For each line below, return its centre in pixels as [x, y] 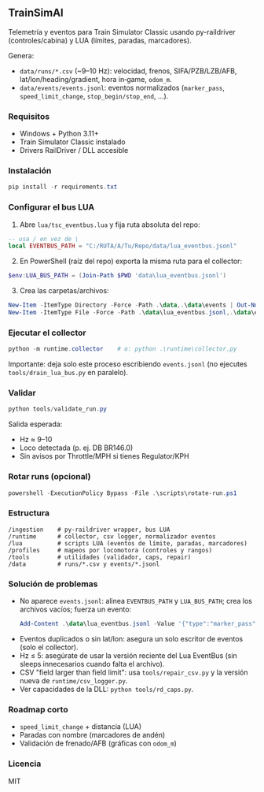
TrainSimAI [36, 13]
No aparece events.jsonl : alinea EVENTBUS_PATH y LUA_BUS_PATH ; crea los [136, 601]
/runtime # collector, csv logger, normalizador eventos [112, 536]
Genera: [21, 55]
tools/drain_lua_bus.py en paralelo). [68, 373]
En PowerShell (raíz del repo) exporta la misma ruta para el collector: [130, 261]
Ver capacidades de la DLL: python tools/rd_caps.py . [106, 689]
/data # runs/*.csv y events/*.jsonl [84, 564]
